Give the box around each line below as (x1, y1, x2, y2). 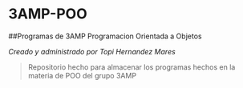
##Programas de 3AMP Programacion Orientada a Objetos (8, 31, 202, 41)
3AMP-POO (8, 5, 88, 23)
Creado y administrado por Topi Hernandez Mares (8, 46, 176, 56)
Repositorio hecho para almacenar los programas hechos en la (27, 62, 236, 72)
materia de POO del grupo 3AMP (27, 70, 137, 80)
